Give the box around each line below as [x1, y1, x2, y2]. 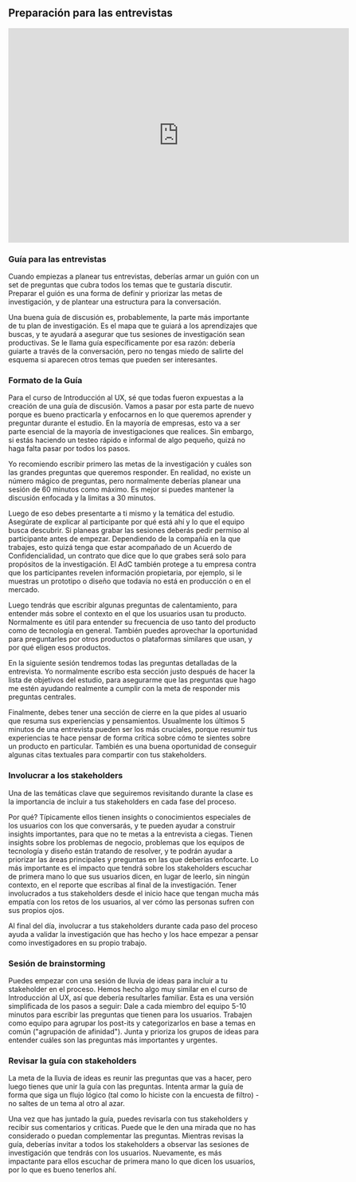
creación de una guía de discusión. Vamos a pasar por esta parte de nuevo [8, 401, 255, 411]
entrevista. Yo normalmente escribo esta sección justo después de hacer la [8, 666, 256, 677]
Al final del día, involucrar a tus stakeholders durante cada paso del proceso [8, 921, 258, 931]
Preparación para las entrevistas [8, 6, 174, 20]
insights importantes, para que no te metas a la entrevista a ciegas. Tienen [8, 829, 253, 839]
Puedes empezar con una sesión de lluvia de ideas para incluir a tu [8, 976, 229, 985]
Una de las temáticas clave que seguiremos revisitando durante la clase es [8, 788, 253, 797]
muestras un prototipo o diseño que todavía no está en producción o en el [8, 576, 251, 586]
